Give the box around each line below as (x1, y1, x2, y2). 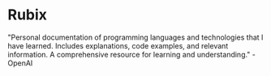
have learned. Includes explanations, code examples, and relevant (7, 40, 229, 50)
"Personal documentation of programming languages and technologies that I (7, 32, 264, 42)
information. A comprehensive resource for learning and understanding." (7, 49, 251, 59)
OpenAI (7, 58, 33, 68)
